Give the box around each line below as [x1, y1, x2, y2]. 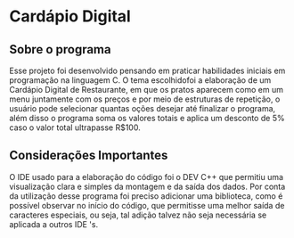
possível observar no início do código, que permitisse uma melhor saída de [9, 200, 285, 210]
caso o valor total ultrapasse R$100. [9, 122, 141, 133]
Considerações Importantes [9, 148, 168, 163]
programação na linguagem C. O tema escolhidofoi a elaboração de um [9, 75, 272, 86]
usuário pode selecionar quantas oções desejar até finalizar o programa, [9, 103, 276, 113]
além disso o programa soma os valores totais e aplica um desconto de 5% [9, 113, 285, 123]
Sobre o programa [9, 42, 111, 57]
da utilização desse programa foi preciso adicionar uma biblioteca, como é [9, 190, 283, 201]
